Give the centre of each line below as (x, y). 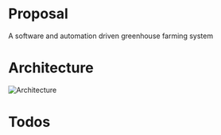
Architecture (51, 68)
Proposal (39, 14)
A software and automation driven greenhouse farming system (111, 36)
